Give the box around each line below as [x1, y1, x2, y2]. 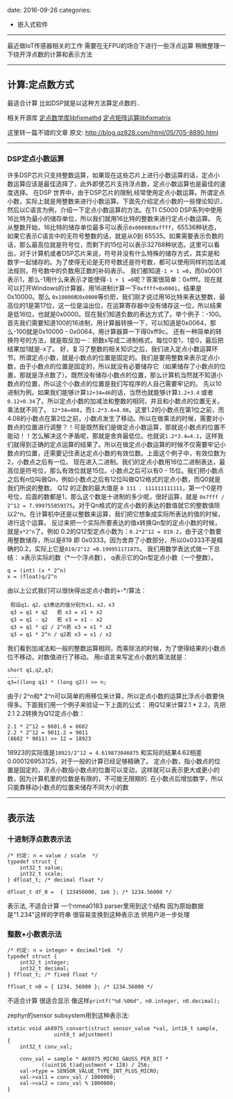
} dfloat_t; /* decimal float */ [7, 876, 104, 884]
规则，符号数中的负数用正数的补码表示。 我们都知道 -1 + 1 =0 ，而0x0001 [12, 267, 223, 275]
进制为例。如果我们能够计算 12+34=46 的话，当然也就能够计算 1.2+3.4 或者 [7, 389, 214, 397]
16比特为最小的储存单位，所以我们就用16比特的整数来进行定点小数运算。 [7, 215, 214, 223]
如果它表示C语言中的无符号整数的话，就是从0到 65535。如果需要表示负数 [7, 232, 218, 241]
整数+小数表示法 [7, 929, 62, 939]
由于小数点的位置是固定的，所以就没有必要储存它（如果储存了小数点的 [19, 362, 220, 371]
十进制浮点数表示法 [7, 834, 71, 844]
